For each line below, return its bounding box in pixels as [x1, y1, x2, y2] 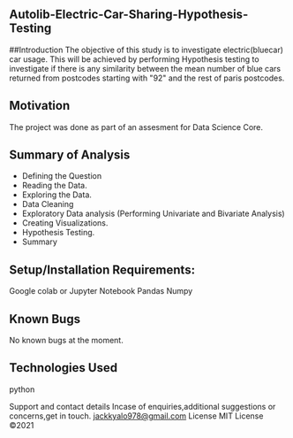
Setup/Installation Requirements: [9, 262, 196, 277]
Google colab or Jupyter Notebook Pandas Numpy [9, 286, 193, 296]
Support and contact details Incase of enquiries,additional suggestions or [9, 401, 276, 411]
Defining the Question [21, 171, 102, 181]
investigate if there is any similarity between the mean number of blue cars [9, 63, 281, 73]
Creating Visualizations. [21, 218, 109, 228]
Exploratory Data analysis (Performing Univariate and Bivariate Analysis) [21, 208, 285, 219]
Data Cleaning [21, 199, 74, 210]
